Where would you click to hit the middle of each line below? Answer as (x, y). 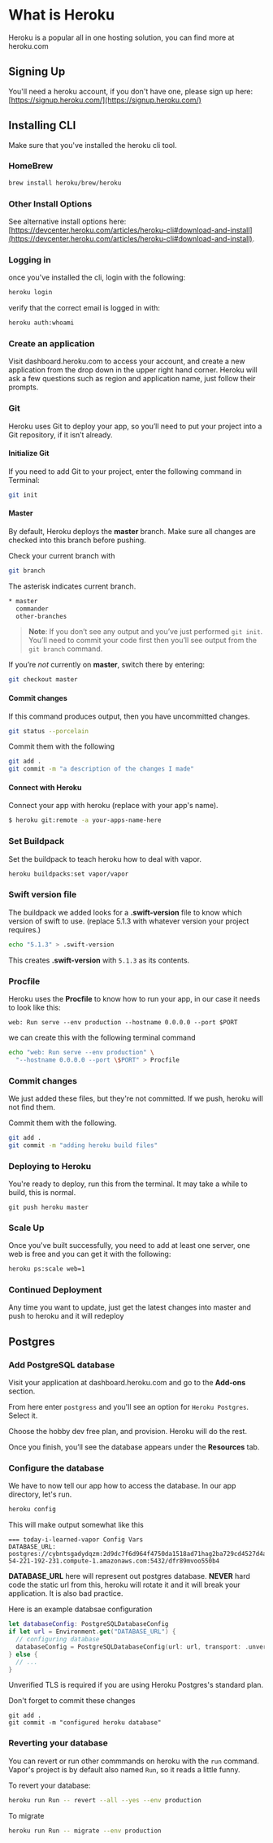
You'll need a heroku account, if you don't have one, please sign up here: (131, 91)
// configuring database (58, 1640)
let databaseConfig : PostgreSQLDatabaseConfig (89, 1624)
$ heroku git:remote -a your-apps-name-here (85, 820)
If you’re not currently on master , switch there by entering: (107, 665)
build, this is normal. (42, 1192)
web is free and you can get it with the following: (90, 1254)
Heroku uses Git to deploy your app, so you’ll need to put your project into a (135, 426)
